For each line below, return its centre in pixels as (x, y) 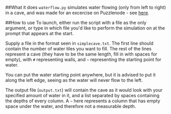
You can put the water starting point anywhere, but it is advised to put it (80, 75)
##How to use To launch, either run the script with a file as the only (76, 23)
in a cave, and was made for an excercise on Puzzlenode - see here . (77, 13)
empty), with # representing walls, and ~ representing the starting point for (83, 60)
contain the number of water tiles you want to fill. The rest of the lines (78, 49)
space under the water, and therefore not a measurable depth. (71, 106)
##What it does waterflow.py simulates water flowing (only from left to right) (86, 7)
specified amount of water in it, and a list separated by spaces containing (82, 95)
